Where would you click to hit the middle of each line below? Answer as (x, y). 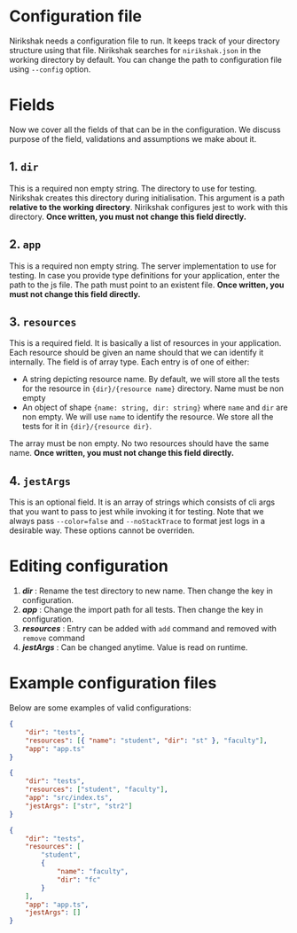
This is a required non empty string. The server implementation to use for (143, 266)
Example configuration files (113, 683)
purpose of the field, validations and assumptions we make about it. (133, 138)
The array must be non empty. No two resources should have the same (139, 443)
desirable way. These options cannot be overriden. (102, 530)
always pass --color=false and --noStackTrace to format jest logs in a (137, 521)
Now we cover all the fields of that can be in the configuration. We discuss (145, 129)
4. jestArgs (40, 481)
